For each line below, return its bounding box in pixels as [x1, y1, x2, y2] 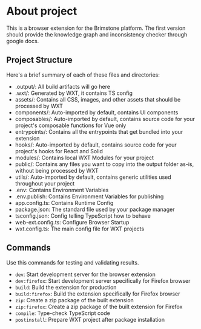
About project [6, 4, 77, 18]
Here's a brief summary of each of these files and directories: [6, 71, 160, 78]
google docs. [6, 37, 39, 44]
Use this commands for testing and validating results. [6, 258, 139, 266]
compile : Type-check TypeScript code [15, 309, 110, 317]
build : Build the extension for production [15, 283, 117, 291]
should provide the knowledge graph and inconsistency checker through [6, 30, 188, 38]
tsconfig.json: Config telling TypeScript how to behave [15, 212, 151, 220]
